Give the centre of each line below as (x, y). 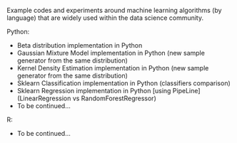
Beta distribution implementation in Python (80, 45)
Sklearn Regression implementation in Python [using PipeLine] (109, 91)
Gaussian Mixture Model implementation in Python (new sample (111, 53)
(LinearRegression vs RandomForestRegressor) (86, 98)
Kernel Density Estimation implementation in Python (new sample (113, 68)
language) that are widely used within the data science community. (105, 18)
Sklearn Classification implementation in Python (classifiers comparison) (124, 83)
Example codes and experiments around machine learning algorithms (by (114, 10)
